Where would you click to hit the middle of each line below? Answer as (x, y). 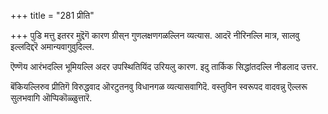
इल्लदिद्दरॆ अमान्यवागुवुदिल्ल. (52, 46)
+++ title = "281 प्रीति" (52, 15)
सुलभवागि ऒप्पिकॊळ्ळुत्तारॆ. (51, 98)
